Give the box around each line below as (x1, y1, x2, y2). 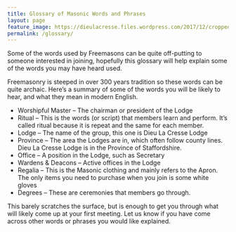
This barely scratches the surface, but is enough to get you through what (7, 202, 219, 211)
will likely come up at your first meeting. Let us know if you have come (7, 210, 211, 218)
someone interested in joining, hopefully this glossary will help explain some (7, 57, 228, 65)
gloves (17, 181, 37, 190)
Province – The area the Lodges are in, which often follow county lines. (17, 136, 223, 145)
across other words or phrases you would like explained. (7, 217, 171, 226)
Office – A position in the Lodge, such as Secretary (17, 151, 165, 160)
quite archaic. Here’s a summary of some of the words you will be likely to (7, 85, 221, 94)
